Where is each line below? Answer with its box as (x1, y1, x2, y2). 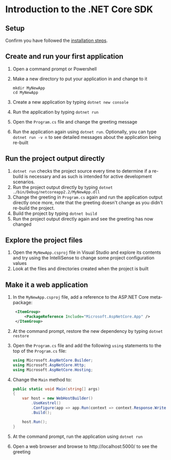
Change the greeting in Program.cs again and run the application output (12, 194, 163, 200)
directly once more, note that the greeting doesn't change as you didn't (12, 199, 163, 205)
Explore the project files (5, 236, 83, 245)
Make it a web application (5, 280, 88, 289)
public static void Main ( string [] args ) (12, 386, 100, 392)
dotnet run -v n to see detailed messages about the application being (12, 134, 161, 140)
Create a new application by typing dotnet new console (12, 99, 129, 105)
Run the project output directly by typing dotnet (12, 184, 113, 190)
